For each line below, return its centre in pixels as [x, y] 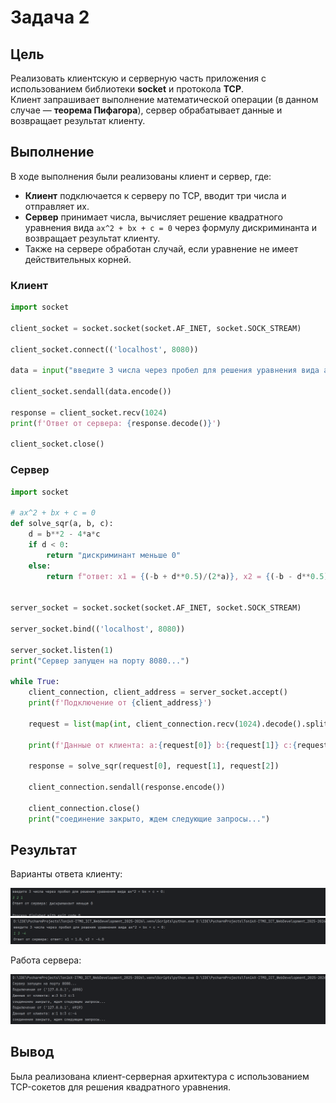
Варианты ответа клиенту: [66, 874]
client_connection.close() [84, 808]
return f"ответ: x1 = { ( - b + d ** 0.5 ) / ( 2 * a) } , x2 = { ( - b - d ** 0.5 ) [187, 576]
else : [40, 566]
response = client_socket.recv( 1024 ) [89, 412]
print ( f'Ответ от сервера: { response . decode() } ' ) [116, 423]
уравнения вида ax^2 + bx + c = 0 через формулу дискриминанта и [171, 227]
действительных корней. [78, 259]
